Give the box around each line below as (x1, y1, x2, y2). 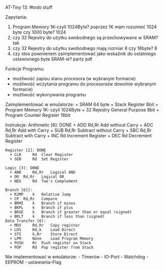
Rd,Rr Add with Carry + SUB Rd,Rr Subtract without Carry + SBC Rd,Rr (5, 127, 152, 133)
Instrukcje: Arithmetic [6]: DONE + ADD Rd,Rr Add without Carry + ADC (5, 122, 153, 128)
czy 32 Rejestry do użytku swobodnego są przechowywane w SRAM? (12, 35, 158, 40)
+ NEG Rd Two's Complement (10, 179, 78, 184)
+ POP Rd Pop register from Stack (10, 245, 94, 250)
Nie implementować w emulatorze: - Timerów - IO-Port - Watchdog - (5, 254, 149, 259)
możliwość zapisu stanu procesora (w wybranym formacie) (12, 76, 136, 81)
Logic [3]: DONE (5, 166, 39, 171)
